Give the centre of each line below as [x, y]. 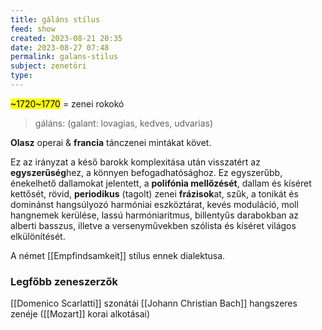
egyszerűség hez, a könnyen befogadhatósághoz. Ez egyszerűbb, [146, 172]
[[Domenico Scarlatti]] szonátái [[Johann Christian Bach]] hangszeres [154, 303]
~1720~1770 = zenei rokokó [67, 103]
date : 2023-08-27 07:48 [60, 47]
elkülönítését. [38, 236]
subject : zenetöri [48, 66]
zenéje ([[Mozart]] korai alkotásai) [80, 314]
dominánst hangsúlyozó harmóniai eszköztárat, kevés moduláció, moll [154, 204]
